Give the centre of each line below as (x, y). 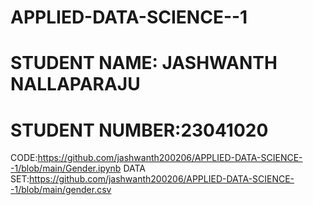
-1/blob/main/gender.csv (61, 190)
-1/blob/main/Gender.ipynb (66, 168)
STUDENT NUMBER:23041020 (139, 130)
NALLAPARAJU (75, 84)
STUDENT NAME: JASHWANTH (144, 63)
